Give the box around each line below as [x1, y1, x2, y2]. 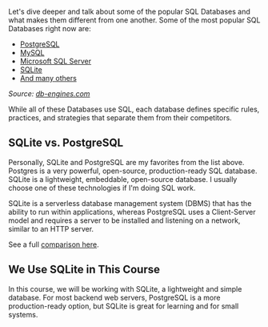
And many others [19, 74, 78, 83]
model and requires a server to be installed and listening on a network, [8, 216, 241, 225]
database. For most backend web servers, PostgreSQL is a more [8, 293, 221, 302]
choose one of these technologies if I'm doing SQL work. [8, 183, 196, 192]
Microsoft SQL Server [19, 56, 92, 66]
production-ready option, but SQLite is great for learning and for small [8, 301, 239, 311]
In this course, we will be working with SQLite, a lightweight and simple [8, 284, 242, 293]
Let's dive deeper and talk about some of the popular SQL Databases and [8, 7, 250, 16]
